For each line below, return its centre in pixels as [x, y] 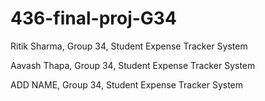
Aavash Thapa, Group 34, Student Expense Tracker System [133, 65]
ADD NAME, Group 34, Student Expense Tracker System [127, 84]
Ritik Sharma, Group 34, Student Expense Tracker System [129, 46]
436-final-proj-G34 [93, 18]
